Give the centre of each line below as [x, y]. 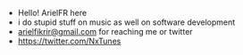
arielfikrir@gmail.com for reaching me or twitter [105, 31]
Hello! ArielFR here [52, 13]
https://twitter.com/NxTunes [69, 41]
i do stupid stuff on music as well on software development [126, 22]
